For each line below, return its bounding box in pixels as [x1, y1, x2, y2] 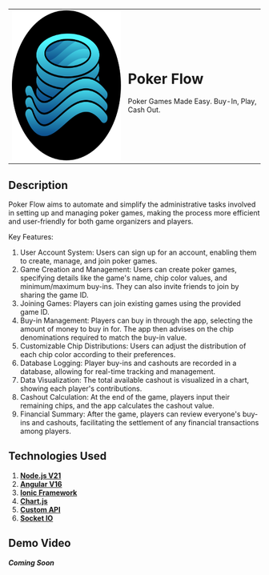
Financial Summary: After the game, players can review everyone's [19, 409, 241, 419]
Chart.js [19, 496, 48, 505]
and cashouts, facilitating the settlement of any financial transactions [31, 418, 259, 428]
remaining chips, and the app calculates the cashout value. [19, 401, 215, 411]
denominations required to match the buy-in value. [19, 333, 187, 343]
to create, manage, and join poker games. [19, 256, 158, 266]
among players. [19, 426, 72, 436]
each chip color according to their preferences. [19, 350, 176, 360]
